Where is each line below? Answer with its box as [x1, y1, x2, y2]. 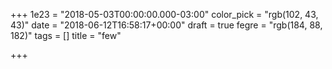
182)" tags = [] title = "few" [10, 30, 122, 41]
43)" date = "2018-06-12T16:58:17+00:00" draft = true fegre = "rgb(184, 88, [10, 19, 323, 31]
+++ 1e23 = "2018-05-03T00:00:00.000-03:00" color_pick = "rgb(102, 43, [10, 9, 319, 20]
